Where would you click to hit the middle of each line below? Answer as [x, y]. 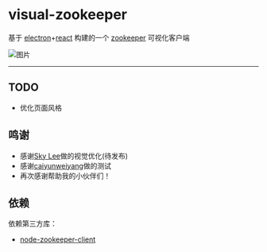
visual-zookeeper [68, 15]
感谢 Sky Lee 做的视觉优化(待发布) [74, 156]
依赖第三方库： [33, 223]
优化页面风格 [41, 107]
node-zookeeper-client [58, 239]
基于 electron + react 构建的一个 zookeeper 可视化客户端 [99, 37]
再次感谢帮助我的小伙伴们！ [65, 176]
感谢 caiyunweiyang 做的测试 [65, 165]
